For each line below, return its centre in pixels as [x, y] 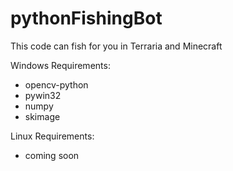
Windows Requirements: [60, 65]
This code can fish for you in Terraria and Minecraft [116, 46]
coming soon [52, 155]
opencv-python [56, 84]
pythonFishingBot [86, 18]
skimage [42, 116]
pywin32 [43, 95]
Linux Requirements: [52, 136]
